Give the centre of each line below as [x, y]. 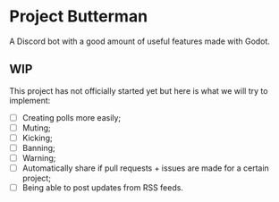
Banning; [38, 147]
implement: [30, 100]
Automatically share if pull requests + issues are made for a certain [146, 168]
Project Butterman [79, 17]
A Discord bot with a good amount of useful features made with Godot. [140, 41]
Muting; [36, 128]
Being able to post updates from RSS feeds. [102, 188]
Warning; [39, 158]
